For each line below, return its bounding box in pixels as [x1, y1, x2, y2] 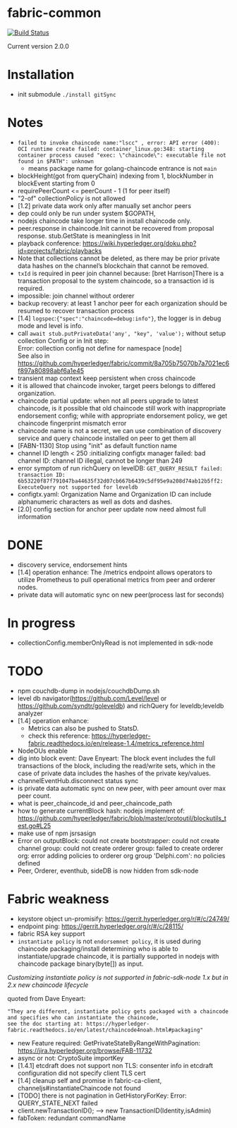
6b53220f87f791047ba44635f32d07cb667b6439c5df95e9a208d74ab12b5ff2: [17, 478, 224, 485]
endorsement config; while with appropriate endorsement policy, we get [17, 411, 228, 420]
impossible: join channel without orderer [17, 291, 135, 300]
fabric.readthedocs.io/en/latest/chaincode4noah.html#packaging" [7, 1026, 203, 1033]
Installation [7, 67, 75, 83]
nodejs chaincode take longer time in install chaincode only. [17, 217, 192, 225]
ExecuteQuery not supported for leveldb [17, 483, 138, 491]
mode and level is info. [17, 321, 83, 329]
